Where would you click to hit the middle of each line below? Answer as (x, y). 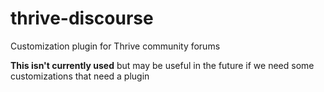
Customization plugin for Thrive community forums (115, 46)
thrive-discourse (82, 18)
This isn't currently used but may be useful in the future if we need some (162, 65)
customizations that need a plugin (80, 76)
